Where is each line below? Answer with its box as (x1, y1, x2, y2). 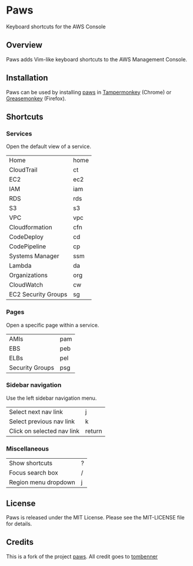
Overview (6, 40, 43, 50)
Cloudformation (9, 223, 52, 232)
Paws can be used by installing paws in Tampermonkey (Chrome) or (6, 88, 172, 96)
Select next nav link (9, 407, 63, 416)
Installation (6, 73, 48, 83)
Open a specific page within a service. (6, 321, 99, 328)
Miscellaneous (6, 445, 49, 453)
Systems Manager (9, 252, 59, 260)
